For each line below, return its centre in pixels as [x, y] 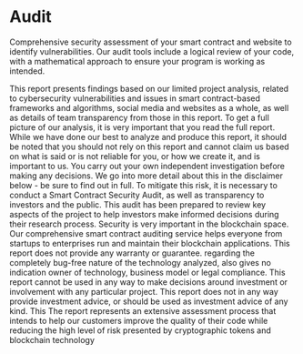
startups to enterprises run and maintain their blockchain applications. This [150, 243]
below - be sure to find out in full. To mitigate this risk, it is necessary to [143, 185]
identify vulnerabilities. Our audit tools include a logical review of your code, [151, 51]
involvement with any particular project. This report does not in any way [144, 291]
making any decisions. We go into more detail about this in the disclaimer [146, 176]
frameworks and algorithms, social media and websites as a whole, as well [149, 107]
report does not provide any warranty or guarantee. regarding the [132, 253]
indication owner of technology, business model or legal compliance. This [147, 272]
